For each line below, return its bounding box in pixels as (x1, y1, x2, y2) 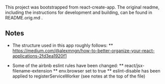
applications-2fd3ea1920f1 (12, 53, 67, 59)
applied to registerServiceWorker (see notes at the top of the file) (12, 73, 146, 79)
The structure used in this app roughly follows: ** (12, 42, 113, 48)
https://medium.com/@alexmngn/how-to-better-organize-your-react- (12, 47, 155, 54)
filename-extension (12, 68, 53, 74)
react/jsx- (124, 62, 145, 69)
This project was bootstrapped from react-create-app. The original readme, (5, 4, 160, 10)
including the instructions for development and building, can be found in (5, 9, 153, 15)
